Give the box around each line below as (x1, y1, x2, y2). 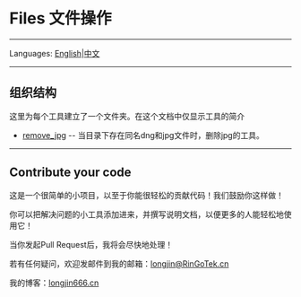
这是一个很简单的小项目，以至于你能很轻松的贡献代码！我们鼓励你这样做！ (9, 189, 284, 200)
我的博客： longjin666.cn (9, 277, 99, 288)
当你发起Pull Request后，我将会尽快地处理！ (9, 239, 173, 249)
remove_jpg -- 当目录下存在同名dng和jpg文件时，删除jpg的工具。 (21, 129, 264, 140)
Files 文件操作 (9, 8, 112, 29)
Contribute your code (9, 165, 132, 180)
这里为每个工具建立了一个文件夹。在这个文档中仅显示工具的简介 (9, 110, 245, 121)
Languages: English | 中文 (9, 48, 100, 58)
